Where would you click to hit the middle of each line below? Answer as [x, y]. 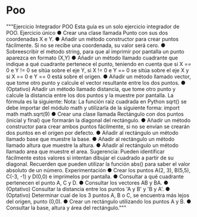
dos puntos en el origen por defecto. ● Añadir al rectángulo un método [92, 132]
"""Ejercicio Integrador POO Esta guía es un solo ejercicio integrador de [93, 26]
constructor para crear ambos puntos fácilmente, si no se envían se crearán [98, 126]
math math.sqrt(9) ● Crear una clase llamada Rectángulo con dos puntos [95, 114]
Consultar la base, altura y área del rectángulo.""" [66, 208]
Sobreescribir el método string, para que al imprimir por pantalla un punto [95, 51]
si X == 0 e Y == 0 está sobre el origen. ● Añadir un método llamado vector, [98, 76]
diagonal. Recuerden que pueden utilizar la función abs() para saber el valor [98, 164]
